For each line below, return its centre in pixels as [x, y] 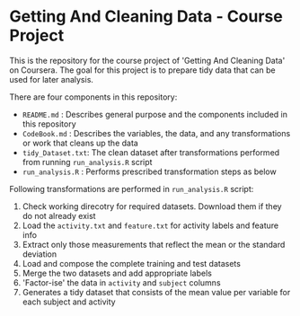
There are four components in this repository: [93, 97]
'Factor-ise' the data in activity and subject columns [122, 282]
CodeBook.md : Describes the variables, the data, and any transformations [156, 133]
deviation [40, 254]
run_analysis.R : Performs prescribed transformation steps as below [149, 171]
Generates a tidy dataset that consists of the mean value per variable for [156, 292]
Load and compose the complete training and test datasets [131, 263]
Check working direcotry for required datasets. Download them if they [152, 206]
